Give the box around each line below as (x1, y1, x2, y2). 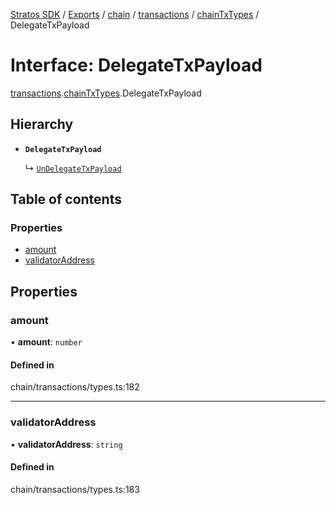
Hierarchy (10, 116, 74, 133)
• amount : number (10, 336, 83, 348)
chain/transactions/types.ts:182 (10, 381, 140, 393)
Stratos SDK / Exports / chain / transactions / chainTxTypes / (10, 9, 260, 20)
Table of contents (10, 191, 122, 208)
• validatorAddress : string (10, 438, 123, 450)
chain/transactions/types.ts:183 (10, 483, 140, 495)
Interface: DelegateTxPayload (10, 54, 263, 77)
